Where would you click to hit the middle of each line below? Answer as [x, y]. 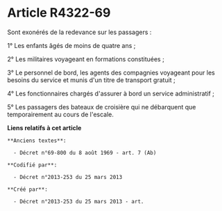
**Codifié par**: [32, 165]
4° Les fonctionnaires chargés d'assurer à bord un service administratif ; [111, 93]
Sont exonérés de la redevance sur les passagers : [79, 32]
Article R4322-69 [59, 13]
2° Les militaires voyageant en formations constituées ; [86, 59]
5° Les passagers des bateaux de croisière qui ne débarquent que [102, 107]
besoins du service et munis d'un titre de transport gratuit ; [91, 80]
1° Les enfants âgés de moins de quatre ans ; [71, 45]
